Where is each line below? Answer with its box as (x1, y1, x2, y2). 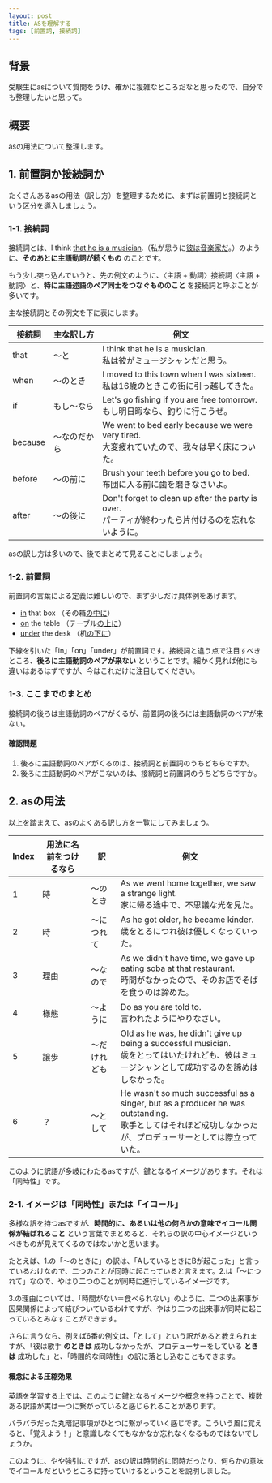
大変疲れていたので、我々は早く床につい (102, 442, 257, 453)
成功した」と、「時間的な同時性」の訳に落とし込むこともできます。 (17, 1352, 240, 1361)
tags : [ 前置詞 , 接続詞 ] (8, 27, 82, 35)
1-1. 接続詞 (8, 222, 49, 234)
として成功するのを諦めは (160, 1061, 258, 1072)
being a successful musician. (120, 1037, 231, 1049)
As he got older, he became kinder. (120, 914, 254, 925)
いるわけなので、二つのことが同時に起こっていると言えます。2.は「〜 (15, 1266, 247, 1276)
